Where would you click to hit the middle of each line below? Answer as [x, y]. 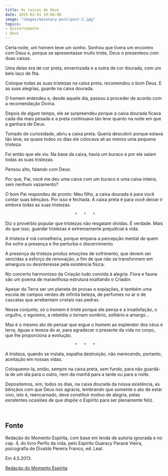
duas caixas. [18, 58]
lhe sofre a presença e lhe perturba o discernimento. [60, 244]
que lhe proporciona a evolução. [39, 335]
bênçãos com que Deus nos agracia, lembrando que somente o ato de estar [84, 389]
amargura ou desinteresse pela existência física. [55, 264]
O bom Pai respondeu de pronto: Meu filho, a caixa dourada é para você [80, 194]
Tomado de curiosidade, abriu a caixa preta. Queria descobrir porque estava [84, 134]
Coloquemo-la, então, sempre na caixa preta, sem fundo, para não [74, 369]
